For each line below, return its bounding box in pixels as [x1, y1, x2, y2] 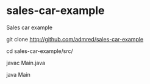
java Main [6, 71, 30, 78]
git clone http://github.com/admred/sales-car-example [6, 35, 144, 43]
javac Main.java [6, 59, 46, 66]
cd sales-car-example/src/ [6, 47, 73, 55]
